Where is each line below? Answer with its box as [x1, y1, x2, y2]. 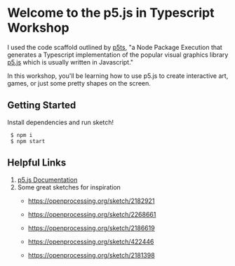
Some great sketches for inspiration [17, 182, 121, 191]
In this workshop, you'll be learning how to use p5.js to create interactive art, [7, 72, 229, 80]
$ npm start [10, 138, 46, 145]
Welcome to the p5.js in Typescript [7, 5, 215, 21]
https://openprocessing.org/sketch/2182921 [27, 197, 155, 205]
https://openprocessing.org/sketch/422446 [27, 237, 154, 246]
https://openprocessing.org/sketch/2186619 [27, 223, 156, 232]
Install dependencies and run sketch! [7, 118, 114, 126]
